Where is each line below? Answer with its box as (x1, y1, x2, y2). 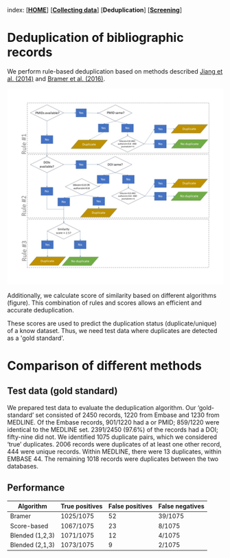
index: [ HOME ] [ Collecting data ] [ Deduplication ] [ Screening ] (7, 6, 183, 14)
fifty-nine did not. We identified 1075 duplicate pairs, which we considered (7, 433, 218, 441)
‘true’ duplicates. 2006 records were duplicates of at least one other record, (7, 440, 222, 448)
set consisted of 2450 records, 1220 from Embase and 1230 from (35, 411, 220, 419)
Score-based (10, 522, 49, 530)
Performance (7, 482, 65, 494)
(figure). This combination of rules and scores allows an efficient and (7, 299, 202, 307)
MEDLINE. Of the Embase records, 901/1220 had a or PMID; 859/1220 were (7, 418, 220, 426)
